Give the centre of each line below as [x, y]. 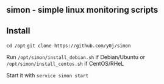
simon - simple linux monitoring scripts [82, 10]
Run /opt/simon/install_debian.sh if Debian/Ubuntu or [76, 57]
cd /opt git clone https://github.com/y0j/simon [69, 46]
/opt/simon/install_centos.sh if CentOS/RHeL [65, 64]
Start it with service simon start [48, 75]
